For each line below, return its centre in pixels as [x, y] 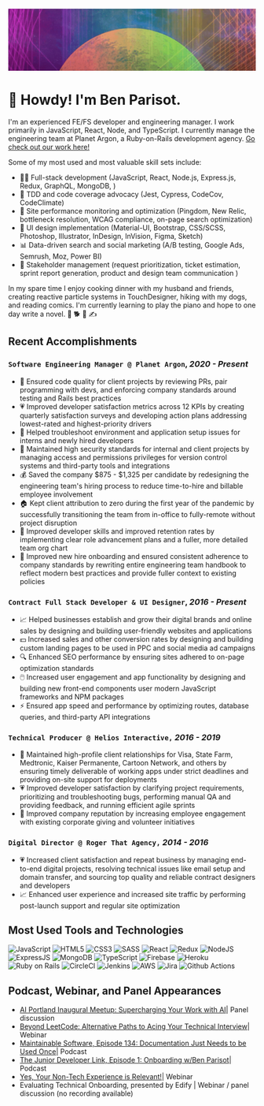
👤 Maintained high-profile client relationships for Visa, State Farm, [126, 754]
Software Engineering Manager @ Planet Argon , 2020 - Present [128, 364]
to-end [31, 869]
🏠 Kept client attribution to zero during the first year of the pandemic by [137, 503]
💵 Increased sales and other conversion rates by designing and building [136, 639]
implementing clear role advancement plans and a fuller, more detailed [134, 539]
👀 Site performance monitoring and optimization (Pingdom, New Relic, [133, 210]
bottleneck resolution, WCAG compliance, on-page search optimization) [136, 219]
